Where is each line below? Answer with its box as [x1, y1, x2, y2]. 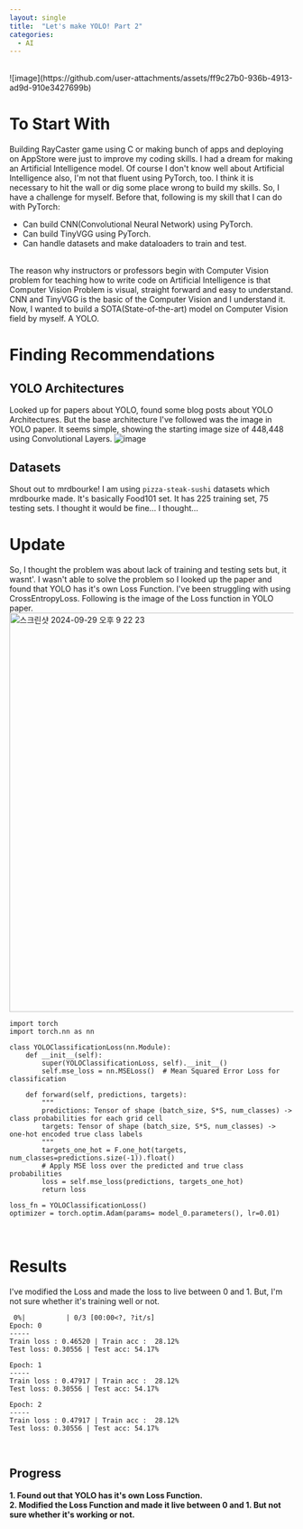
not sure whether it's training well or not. [9, 1295, 161, 1306]
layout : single [9, 13, 67, 23]
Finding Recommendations [9, 345, 216, 366]
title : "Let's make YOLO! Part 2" [9, 22, 143, 31]
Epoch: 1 [9, 1360, 42, 1369]
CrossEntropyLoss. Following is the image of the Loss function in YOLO [9, 592, 274, 603]
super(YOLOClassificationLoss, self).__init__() [41, 1058, 228, 1068]
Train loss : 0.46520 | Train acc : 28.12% [9, 1337, 179, 1346]
